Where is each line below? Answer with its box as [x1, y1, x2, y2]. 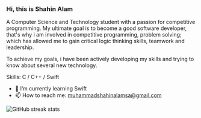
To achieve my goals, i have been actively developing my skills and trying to [6, 56, 194, 63]
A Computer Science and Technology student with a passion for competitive [6, 19, 196, 26]
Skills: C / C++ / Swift [6, 74, 60, 81]
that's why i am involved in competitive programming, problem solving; [6, 31, 182, 38]
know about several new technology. [6, 62, 97, 69]
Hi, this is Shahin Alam [6, 5, 73, 13]
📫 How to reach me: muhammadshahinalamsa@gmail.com [14, 92, 162, 99]
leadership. [6, 44, 34, 51]
